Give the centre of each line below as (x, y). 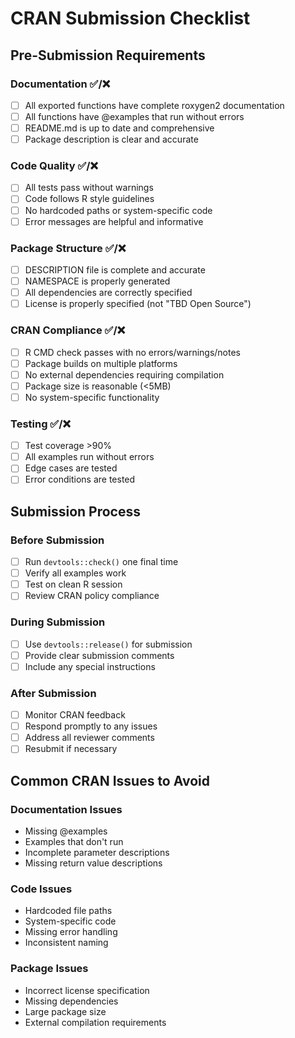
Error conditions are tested (80, 479)
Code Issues (41, 889)
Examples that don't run (74, 842)
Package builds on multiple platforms (101, 363)
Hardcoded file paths (68, 911)
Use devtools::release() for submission (108, 644)
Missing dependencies (71, 1001)
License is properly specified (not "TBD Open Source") (138, 304)
